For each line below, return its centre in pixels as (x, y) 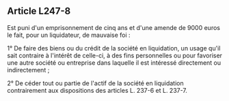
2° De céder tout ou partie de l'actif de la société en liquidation (95, 83)
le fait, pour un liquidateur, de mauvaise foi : (69, 35)
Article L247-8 (39, 11)
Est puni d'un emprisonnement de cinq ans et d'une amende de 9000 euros (114, 27)
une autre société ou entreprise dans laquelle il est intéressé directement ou (114, 62)
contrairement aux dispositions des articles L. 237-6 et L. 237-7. (97, 90)
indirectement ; (28, 70)
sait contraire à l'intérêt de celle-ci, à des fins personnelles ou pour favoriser (115, 55)
